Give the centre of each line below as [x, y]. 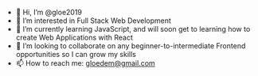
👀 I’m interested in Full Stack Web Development [93, 21]
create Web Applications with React [74, 37]
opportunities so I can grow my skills [76, 54]
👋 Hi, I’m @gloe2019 [49, 12]
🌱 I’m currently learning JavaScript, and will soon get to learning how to [133, 29]
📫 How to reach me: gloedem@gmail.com [85, 63]
